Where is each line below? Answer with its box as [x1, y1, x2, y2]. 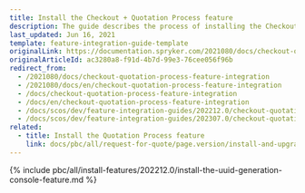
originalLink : [9, 47, 64, 56]
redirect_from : [9, 64, 67, 73]
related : [9, 123, 43, 132]
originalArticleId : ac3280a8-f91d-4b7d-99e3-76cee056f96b [9, 55, 233, 64]
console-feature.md [9, 174, 84, 185]
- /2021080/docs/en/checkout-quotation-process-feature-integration [17, 81, 282, 90]
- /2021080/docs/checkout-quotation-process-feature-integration [17, 72, 271, 82]
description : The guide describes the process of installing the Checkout [9, 22, 299, 31]
